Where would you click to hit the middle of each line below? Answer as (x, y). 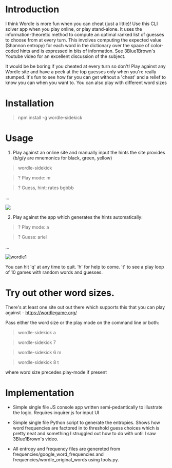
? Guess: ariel (32, 237)
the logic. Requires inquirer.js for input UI (56, 412)
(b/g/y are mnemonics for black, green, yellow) (62, 158)
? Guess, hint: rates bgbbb (46, 188)
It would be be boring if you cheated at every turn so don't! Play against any (85, 66)
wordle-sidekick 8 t (38, 362)
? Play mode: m (34, 177)
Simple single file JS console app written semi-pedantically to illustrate (88, 407)
